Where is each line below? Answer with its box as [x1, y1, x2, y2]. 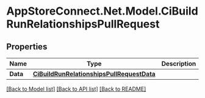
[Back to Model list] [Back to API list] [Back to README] [6, 85, 146, 93]
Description [161, 60, 196, 68]
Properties [6, 41, 48, 52]
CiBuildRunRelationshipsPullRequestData [32, 70, 156, 78]
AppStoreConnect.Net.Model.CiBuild [6, 4, 198, 18]
